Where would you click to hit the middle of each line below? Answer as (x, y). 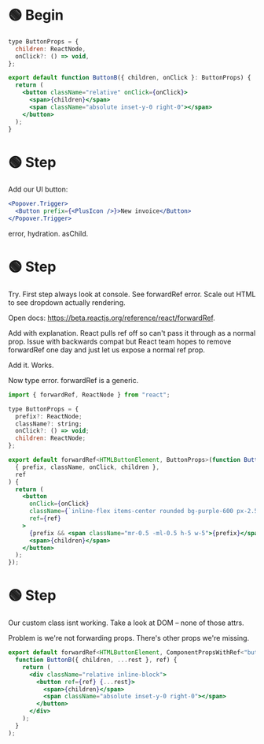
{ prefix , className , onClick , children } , (87, 467)
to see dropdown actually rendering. (67, 302)
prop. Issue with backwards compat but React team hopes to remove (120, 341)
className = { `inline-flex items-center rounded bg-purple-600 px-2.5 (143, 511)
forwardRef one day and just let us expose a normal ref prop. (107, 350)
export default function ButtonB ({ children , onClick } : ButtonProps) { (130, 78)
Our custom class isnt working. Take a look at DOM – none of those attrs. (126, 623)
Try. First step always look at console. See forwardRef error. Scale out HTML (132, 294)
